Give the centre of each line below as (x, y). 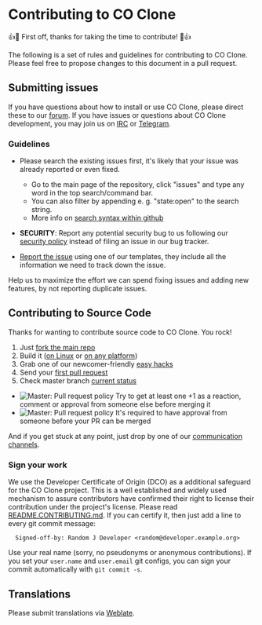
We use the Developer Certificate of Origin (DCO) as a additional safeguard (129, 482)
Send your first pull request (64, 372)
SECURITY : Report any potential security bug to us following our (124, 233)
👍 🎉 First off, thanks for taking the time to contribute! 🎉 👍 (100, 36)
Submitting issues (53, 88)
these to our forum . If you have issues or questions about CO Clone (117, 115)
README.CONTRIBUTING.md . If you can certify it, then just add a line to (125, 515)
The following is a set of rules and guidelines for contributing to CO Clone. (128, 55)
